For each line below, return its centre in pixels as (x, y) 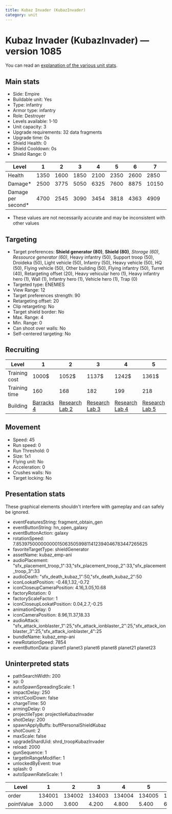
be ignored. (17, 512)
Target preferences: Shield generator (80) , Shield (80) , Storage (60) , (86, 252)
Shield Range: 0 (29, 154)
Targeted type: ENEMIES (39, 285)
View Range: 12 (29, 290)
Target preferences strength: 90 (47, 296)
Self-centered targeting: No (42, 334)
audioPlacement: (30, 560)
